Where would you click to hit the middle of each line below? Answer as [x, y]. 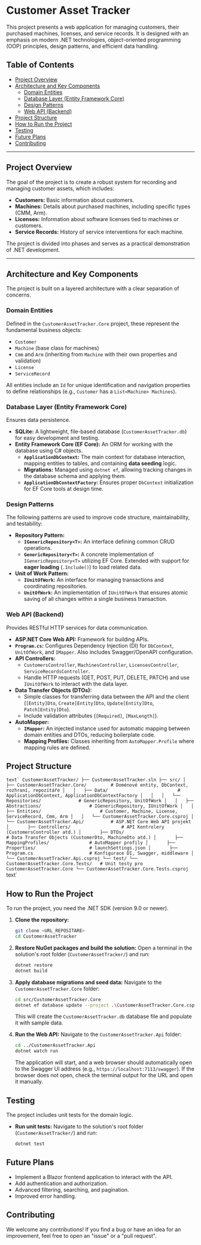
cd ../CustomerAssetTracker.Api [55, 1045]
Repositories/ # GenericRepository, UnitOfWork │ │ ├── [100, 801]
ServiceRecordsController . [57, 671]
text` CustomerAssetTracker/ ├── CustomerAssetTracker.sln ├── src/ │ [96, 780]
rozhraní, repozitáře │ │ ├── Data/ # [93, 791]
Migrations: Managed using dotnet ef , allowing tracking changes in [108, 469]
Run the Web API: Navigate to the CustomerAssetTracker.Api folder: [98, 1035]
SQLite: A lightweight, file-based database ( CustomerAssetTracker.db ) [101, 431]
